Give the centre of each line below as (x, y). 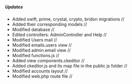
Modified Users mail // (34, 40)
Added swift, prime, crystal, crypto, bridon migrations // (68, 19)
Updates (14, 7)
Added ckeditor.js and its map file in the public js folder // (70, 65)
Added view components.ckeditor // (48, 61)
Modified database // (33, 29)
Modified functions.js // (36, 55)
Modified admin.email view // (41, 50)
